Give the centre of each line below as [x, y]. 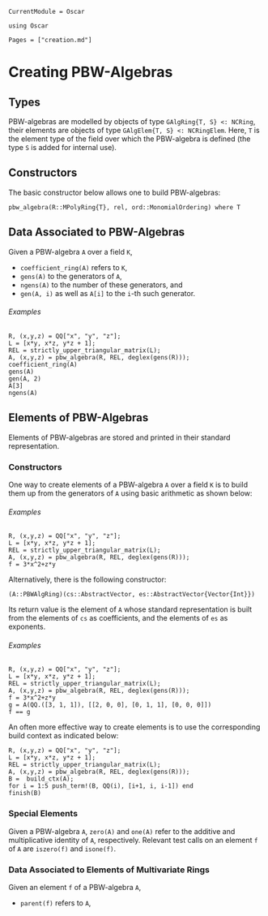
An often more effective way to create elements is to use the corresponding [134, 727]
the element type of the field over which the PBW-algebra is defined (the [130, 139]
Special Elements [43, 814]
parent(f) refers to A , [55, 903]
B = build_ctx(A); [41, 779]
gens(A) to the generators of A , [71, 276]
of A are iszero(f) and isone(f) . [62, 849]
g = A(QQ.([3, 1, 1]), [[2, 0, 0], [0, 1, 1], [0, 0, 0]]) [110, 705]
